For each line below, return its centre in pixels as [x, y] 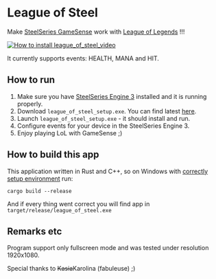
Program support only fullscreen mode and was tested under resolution [108, 248]
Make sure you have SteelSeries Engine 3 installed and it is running [112, 96]
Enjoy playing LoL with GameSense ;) [70, 133]
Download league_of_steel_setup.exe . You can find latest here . [107, 111]
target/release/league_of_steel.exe [59, 210]
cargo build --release [39, 191]
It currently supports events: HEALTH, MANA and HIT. [83, 58]
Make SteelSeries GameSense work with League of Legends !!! [96, 32]
